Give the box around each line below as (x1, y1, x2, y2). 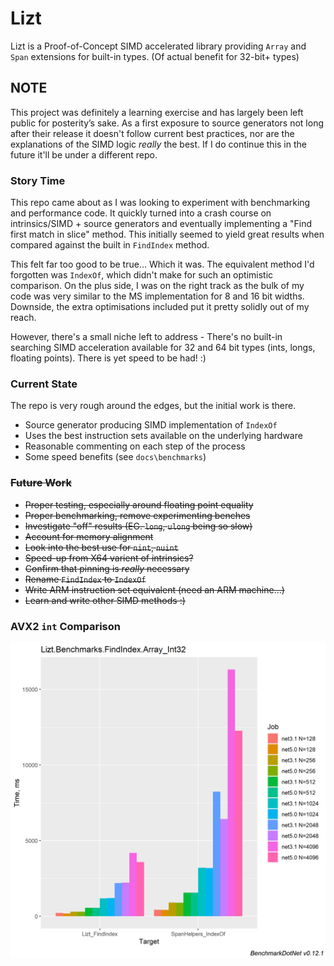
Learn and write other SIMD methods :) (24, 594, 186, 606)
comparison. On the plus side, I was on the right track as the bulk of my (10, 280, 305, 292)
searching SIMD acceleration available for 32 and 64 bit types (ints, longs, (10, 342, 316, 354)
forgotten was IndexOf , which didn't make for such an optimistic (10, 269, 274, 281)
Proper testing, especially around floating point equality (24, 498, 254, 511)
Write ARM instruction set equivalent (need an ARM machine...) (24, 583, 285, 596)
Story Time (10, 173, 66, 187)
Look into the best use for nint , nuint (24, 541, 179, 553)
